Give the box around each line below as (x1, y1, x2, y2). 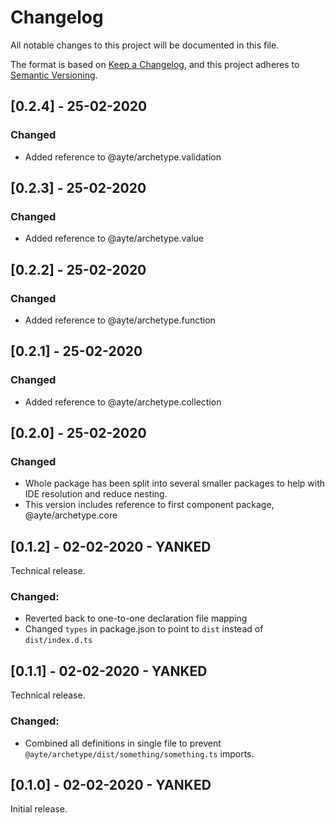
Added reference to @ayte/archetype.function (24, 314, 216, 326)
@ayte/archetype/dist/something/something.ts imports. (24, 747, 255, 760)
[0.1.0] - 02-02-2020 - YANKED (10, 776, 212, 793)
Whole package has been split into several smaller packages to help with (24, 477, 325, 490)
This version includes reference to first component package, (24, 499, 275, 511)
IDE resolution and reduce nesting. (24, 488, 168, 500)
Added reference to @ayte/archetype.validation (24, 151, 222, 163)
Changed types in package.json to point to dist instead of (24, 623, 264, 635)
